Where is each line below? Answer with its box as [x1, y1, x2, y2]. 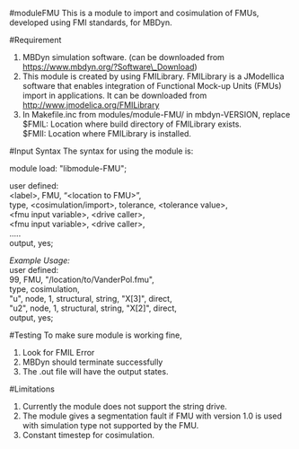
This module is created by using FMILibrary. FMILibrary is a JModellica [22, 71, 285, 82]
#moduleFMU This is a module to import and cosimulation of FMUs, [9, 8, 259, 18]
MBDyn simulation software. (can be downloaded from [22, 52, 224, 62]
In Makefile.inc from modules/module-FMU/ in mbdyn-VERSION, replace [22, 110, 291, 119]
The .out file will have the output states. [22, 366, 169, 376]
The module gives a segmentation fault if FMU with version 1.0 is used [22, 410, 283, 421]
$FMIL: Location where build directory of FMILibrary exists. [22, 119, 242, 129]
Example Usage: [9, 255, 70, 266]
